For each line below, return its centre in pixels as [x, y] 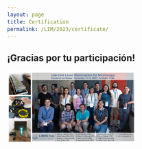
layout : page [26, 14]
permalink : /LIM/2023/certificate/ [58, 29]
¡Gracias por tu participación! [71, 58]
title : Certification [38, 22]
